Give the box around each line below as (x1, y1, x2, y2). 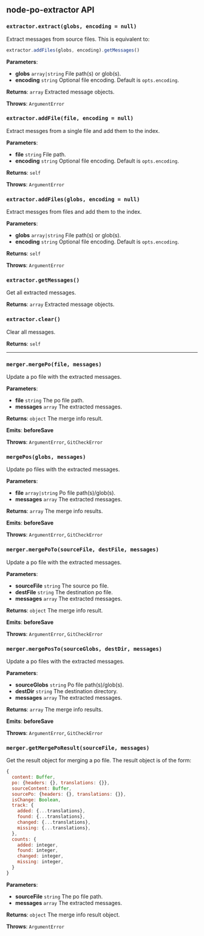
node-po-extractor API (6, 5, 95, 15)
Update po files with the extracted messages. (6, 466, 120, 473)
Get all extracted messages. (6, 289, 76, 296)
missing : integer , (17, 859, 64, 865)
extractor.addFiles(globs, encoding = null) (6, 195, 140, 203)
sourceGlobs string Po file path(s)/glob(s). (15, 681, 124, 688)
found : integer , (17, 847, 59, 853)
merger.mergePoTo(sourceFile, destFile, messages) (6, 546, 159, 553)
